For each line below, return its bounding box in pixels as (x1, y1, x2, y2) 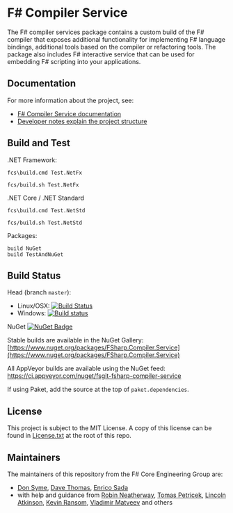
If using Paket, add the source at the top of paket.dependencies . (7, 385, 189, 394)
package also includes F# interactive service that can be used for (7, 50, 195, 58)
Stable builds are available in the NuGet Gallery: (7, 336, 144, 345)
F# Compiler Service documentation (17, 109, 122, 118)
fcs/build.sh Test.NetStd (7, 219, 82, 226)
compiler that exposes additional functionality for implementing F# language (7, 35, 226, 43)
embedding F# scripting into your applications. (7, 57, 141, 65)
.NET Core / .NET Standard (7, 194, 85, 202)
